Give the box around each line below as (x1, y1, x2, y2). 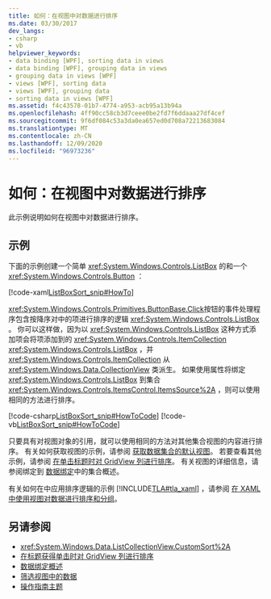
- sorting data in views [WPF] (8, 94, 114, 103)
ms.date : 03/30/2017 (8, 19, 78, 27)
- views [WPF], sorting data (8, 79, 106, 87)
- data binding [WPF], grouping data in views (8, 65, 168, 73)
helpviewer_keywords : (8, 49, 81, 57)
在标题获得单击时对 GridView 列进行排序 (19, 551, 154, 561)
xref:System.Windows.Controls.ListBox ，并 (8, 345, 154, 354)
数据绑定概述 (19, 561, 63, 571)
